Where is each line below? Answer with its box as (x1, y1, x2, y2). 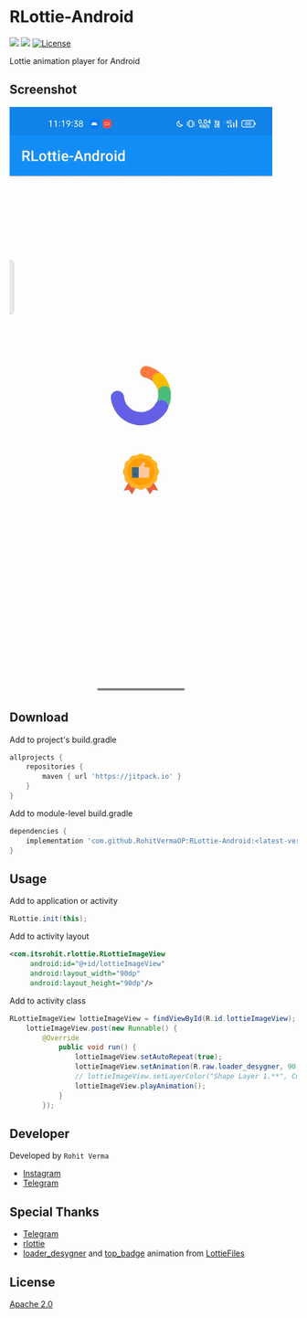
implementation (26, 836, 84, 845)
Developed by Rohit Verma (9, 1150, 110, 1162)
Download (9, 710, 69, 726)
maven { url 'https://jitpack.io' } (42, 772, 182, 781)
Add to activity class (9, 994, 87, 1006)
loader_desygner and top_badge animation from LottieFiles (22, 1248, 245, 1259)
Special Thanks (9, 1204, 100, 1219)
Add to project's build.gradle (9, 734, 117, 745)
